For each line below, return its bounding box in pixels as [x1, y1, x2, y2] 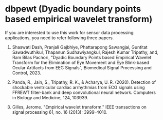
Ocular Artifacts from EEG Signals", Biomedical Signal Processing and [12, 64, 152, 71]
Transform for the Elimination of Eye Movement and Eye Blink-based [12, 60, 149, 65]
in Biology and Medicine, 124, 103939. [12, 94, 89, 100]
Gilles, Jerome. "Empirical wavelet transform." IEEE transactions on [12, 104, 147, 110]
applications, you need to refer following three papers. [5, 35, 114, 41]
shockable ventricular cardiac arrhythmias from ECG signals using [12, 84, 145, 90]
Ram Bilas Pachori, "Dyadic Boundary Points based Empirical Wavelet [12, 54, 152, 60]
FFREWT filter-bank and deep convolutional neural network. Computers [12, 90, 156, 95]
